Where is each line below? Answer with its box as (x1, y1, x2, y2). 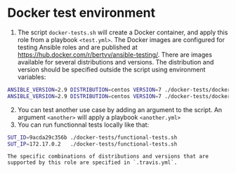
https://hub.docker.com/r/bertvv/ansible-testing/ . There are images (17, 50, 213, 59)
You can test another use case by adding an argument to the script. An (17, 105, 223, 113)
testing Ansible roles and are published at (17, 43, 138, 51)
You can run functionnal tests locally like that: (17, 120, 150, 129)
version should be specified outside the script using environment (17, 65, 206, 74)
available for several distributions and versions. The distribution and (17, 57, 214, 66)
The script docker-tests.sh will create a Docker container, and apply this (17, 28, 228, 36)
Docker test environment (7, 5, 156, 21)
